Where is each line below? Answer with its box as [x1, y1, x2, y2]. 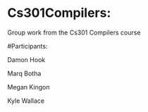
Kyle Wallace [7, 97, 45, 105]
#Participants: [7, 42, 48, 50]
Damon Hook [7, 55, 46, 64]
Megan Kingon [7, 82, 51, 91]
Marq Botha [7, 69, 42, 77]
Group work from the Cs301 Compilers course [7, 28, 141, 37]
